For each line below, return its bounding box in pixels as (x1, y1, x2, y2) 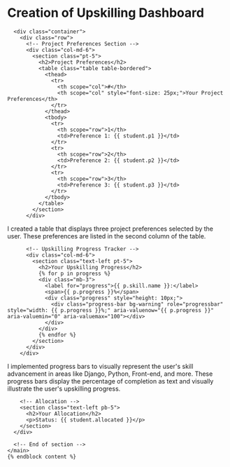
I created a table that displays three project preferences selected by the (7, 224, 214, 233)
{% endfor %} (38, 331, 77, 338)
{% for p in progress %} (38, 270, 111, 277)
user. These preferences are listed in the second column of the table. (7, 231, 206, 240)
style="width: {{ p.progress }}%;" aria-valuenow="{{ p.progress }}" (7, 306, 215, 313)
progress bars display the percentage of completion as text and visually (7, 377, 214, 385)
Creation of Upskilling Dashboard (7, 5, 205, 21)
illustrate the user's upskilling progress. (7, 384, 121, 393)
